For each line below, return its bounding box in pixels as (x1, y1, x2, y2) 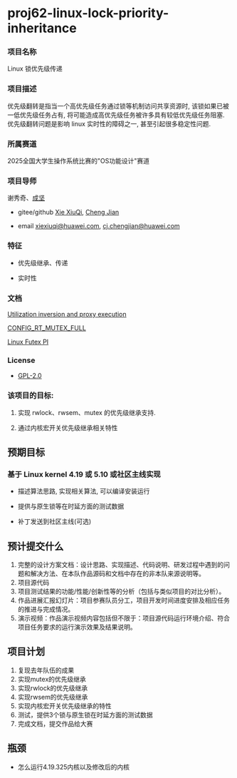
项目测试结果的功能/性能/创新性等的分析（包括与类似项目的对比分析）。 (17, 587, 226, 596)
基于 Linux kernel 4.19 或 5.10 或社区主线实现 (7, 469, 162, 479)
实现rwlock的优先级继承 (17, 683, 88, 692)
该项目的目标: (7, 391, 54, 401)
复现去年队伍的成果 (17, 665, 75, 675)
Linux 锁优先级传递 (7, 64, 63, 73)
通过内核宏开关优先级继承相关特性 (17, 423, 118, 432)
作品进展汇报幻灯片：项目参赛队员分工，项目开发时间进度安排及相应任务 (17, 596, 230, 605)
